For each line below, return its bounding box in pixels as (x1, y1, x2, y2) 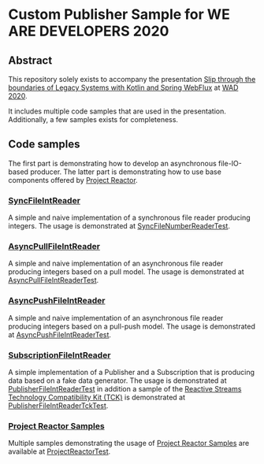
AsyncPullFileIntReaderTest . (8, 276, 99, 285)
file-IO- (218, 158, 243, 168)
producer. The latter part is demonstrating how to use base (30, 167, 222, 176)
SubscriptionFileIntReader (8, 349, 111, 360)
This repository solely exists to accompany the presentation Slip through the (8, 75, 256, 84)
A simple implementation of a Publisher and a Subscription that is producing (8, 368, 255, 377)
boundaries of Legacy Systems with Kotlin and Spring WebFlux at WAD (8, 83, 239, 92)
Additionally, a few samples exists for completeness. (8, 115, 179, 124)
